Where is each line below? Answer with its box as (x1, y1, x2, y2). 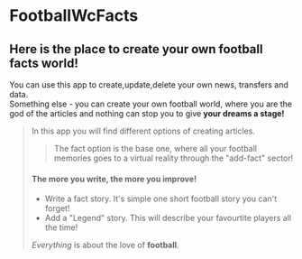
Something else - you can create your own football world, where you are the (9, 98, 293, 109)
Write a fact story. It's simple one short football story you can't (44, 193, 278, 204)
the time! (44, 222, 78, 233)
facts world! (9, 55, 79, 70)
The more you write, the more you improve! (31, 173, 197, 184)
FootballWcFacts (9, 5, 139, 26)
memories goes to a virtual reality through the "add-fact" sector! (53, 153, 294, 163)
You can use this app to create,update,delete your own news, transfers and (9, 79, 288, 90)
